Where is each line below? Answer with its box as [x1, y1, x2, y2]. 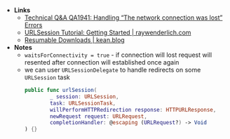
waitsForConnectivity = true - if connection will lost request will [24, 51, 212, 59]
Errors [24, 21, 43, 29]
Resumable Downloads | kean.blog [24, 36, 125, 44]
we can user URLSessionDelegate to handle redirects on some [24, 66, 201, 74]
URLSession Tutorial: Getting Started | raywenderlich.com [24, 28, 191, 37]
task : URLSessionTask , [49, 100, 116, 107]
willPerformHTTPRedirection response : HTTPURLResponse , [49, 106, 217, 113]
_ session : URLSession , [49, 93, 119, 100]
